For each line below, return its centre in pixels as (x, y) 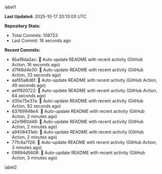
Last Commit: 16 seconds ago (41, 40)
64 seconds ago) (29, 96)
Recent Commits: (22, 50)
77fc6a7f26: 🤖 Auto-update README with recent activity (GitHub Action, (84, 142)
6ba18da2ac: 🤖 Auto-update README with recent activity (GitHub (77, 59)
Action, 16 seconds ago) (36, 65)
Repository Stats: (23, 26)
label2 (11, 167)
